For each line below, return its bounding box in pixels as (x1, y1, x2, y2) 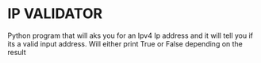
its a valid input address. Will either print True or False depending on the (7, 39, 244, 48)
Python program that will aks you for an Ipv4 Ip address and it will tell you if (7, 31, 254, 40)
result (7, 47, 27, 57)
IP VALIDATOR (7, 5, 103, 23)
